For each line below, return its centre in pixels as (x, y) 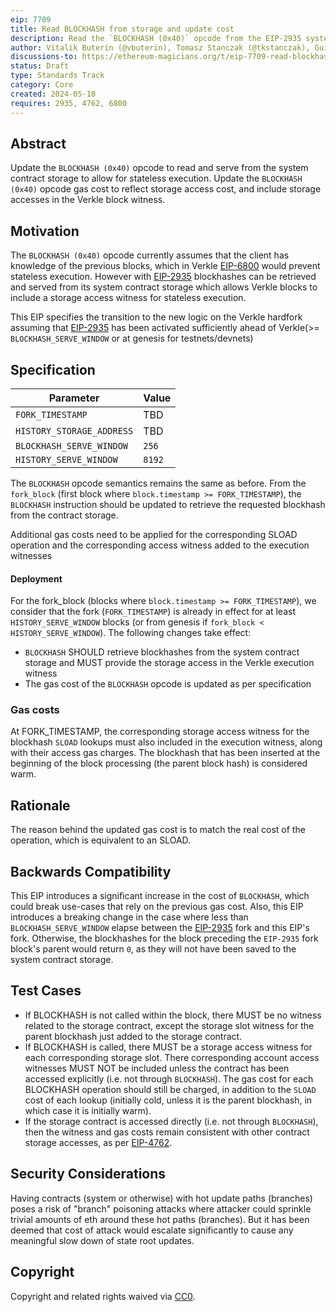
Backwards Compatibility (91, 871)
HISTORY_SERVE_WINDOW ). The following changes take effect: (131, 633)
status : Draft (40, 66)
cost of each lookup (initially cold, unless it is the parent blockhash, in (168, 1100)
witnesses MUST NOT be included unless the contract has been (157, 1068)
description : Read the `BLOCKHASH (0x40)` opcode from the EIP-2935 (156, 38)
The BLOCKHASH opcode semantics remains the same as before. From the (158, 483)
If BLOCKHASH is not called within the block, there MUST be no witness (173, 1015)
